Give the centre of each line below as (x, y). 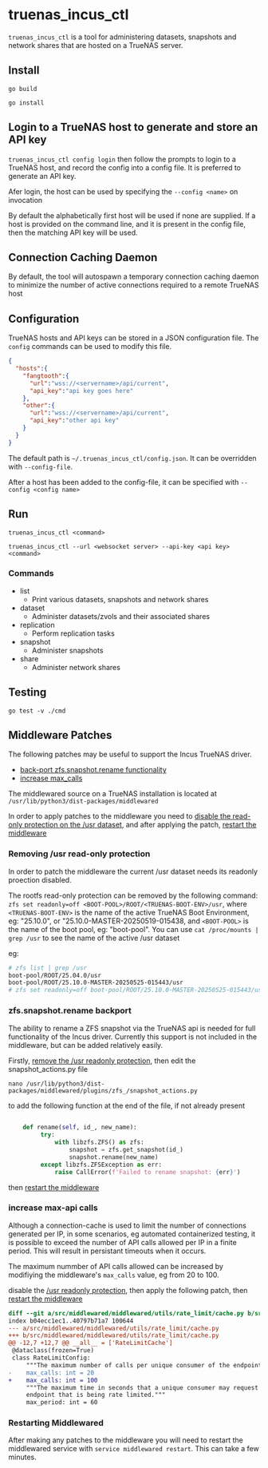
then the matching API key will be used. (73, 232)
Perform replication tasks (73, 633)
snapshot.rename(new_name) (114, 1157)
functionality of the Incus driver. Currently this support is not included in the (133, 1037)
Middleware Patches (60, 735)
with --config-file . (41, 466)
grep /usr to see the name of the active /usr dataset (94, 938)
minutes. (23, 1457)
